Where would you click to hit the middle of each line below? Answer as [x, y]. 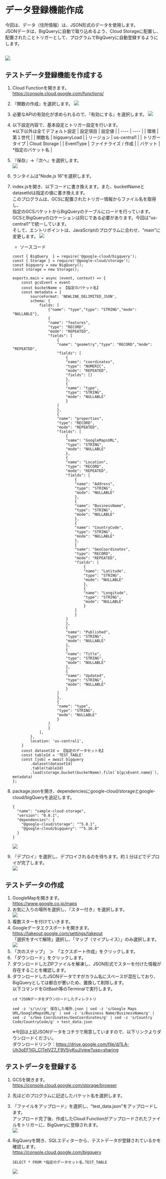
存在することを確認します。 [40, 970]
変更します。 [25, 237]
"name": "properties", [80, 419]
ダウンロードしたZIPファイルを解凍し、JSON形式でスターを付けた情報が [87, 964]
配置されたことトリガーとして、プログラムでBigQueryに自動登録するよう [80, 37]
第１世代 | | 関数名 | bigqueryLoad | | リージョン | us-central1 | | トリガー [86, 137]
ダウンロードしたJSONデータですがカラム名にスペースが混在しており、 [85, 976]
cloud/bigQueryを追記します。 [43, 797]
